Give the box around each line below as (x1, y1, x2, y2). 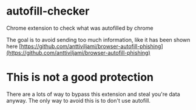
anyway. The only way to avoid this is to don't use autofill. (6, 97, 150, 104)
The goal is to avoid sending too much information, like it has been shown (6, 36, 191, 43)
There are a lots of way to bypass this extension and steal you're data (6, 90, 180, 98)
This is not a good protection (6, 70, 154, 84)
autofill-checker (6, 4, 90, 18)
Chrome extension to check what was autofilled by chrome (6, 24, 154, 32)
